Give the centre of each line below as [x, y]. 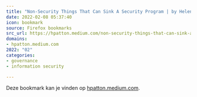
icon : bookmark [25, 22]
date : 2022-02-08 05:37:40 [39, 17]
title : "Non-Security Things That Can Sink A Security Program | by [91, 11]
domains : [17, 39]
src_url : [17, 34]
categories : [21, 55]
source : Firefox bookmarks [39, 28]
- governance [22, 61]
